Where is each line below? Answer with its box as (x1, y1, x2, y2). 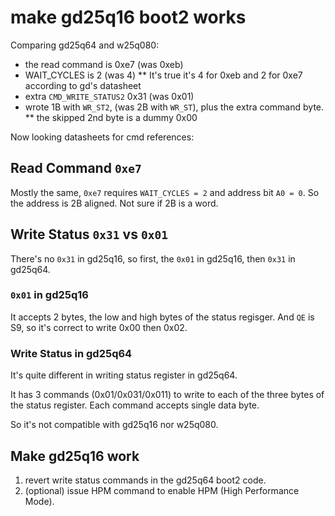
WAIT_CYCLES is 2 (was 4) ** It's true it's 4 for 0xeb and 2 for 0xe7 (24, 69, 303, 81)
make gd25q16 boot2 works (10, 6, 247, 29)
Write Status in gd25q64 (10, 346, 133, 360)
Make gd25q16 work (10, 447, 140, 465)
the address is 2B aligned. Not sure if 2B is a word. (10, 197, 219, 209)
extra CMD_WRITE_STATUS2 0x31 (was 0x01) (24, 90, 195, 102)
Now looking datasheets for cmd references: (10, 131, 195, 143)
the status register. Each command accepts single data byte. (10, 399, 260, 411)
